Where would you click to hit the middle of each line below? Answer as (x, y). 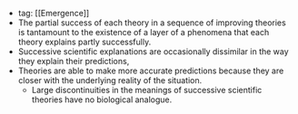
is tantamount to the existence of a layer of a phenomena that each (144, 32)
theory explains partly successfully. (84, 42)
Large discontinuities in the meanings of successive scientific (147, 90)
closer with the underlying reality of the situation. (110, 80)
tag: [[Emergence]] (54, 13)
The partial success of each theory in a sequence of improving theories (152, 23)
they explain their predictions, (74, 61)
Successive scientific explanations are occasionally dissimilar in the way (153, 52)
